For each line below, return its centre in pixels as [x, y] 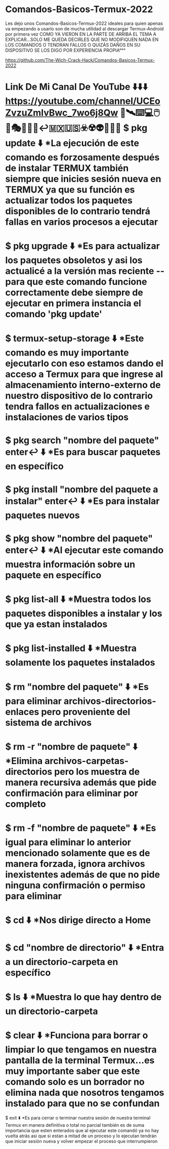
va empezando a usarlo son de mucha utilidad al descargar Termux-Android [85, 28]
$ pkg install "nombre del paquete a [82, 489]
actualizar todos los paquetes [69, 201]
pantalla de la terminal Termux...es [80, 1060]
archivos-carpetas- [87, 761]
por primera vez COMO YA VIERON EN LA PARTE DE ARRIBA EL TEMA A [81, 34]
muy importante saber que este [73, 1071]
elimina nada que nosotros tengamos [85, 1093]
